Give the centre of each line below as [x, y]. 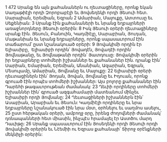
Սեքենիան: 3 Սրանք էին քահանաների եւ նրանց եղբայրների [75, 23]
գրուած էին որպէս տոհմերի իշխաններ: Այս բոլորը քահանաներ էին [83, 81]
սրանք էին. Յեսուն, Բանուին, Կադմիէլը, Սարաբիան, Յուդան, [76, 34]
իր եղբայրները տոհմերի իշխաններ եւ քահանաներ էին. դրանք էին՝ [83, 60]
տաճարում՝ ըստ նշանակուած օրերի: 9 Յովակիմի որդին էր [74, 44]
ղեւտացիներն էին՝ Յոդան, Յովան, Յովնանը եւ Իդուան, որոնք [77, 76]
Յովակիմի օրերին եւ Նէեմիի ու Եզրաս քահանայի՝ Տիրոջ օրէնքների [83, 129]
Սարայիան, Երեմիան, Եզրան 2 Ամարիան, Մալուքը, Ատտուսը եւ [79, 18]
